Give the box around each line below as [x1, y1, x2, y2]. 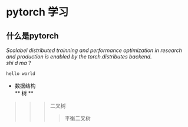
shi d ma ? [6, 60, 31, 66]
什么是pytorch [6, 31, 59, 41]
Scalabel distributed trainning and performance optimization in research [6, 47, 183, 54]
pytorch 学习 [6, 5, 69, 19]
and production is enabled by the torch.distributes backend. [6, 53, 152, 60]
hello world [6, 71, 35, 77]
